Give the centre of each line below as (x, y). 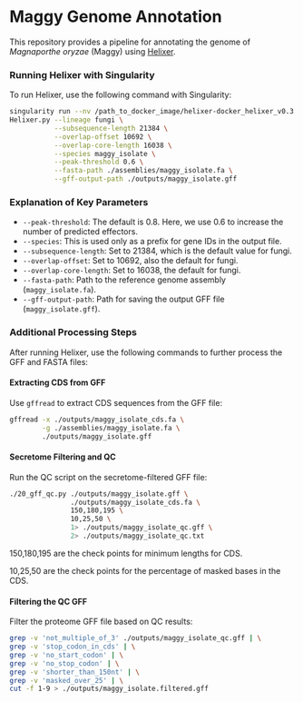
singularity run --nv (50, 112)
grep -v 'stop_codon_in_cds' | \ (73, 647)
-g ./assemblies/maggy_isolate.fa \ (111, 428)
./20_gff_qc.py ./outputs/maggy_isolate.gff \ (99, 494)
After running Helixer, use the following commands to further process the (146, 352)
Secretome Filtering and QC (63, 457)
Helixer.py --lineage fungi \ (67, 120)
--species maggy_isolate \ (105, 153)
